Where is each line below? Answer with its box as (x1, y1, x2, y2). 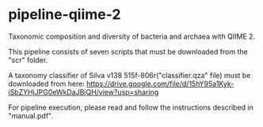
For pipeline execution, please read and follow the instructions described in (8, 103, 253, 112)
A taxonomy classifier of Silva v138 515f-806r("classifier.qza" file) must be (8, 70, 251, 80)
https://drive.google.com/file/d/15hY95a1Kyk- (86, 79, 234, 88)
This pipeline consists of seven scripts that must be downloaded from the (8, 47, 248, 56)
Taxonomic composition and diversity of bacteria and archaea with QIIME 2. (8, 32, 256, 41)
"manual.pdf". (8, 110, 54, 120)
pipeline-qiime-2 (8, 6, 121, 24)
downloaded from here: (8, 79, 85, 88)
